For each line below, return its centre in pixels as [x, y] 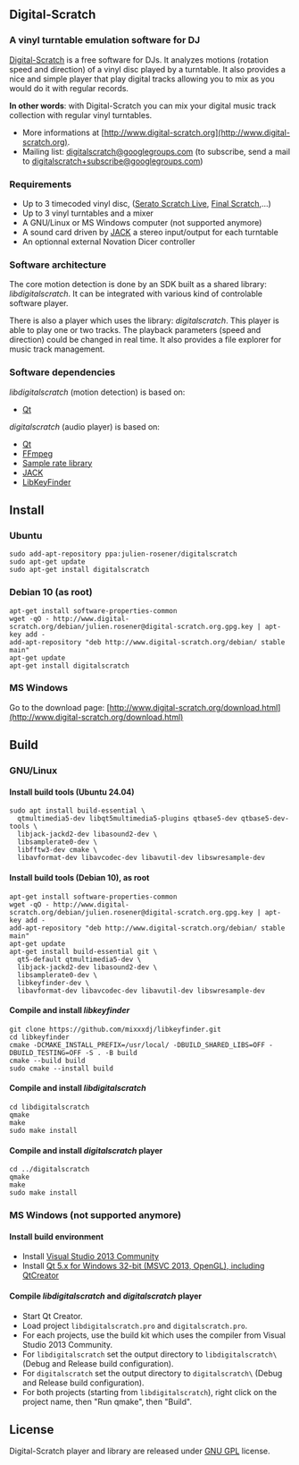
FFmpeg [37, 453]
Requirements [41, 184]
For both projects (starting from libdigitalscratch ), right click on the [149, 1392]
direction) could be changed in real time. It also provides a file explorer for [145, 340]
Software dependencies [62, 372]
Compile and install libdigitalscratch [78, 1088]
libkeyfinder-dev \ [54, 983]
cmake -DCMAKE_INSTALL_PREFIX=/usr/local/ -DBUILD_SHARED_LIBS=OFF [137, 1045]
